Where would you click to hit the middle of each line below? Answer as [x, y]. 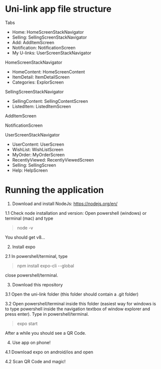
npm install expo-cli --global [45, 266]
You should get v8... [25, 237]
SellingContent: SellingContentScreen [50, 101]
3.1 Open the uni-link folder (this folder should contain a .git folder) [72, 294]
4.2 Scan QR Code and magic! [35, 361]
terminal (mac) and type [29, 218]
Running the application [54, 190]
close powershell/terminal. [32, 275]
